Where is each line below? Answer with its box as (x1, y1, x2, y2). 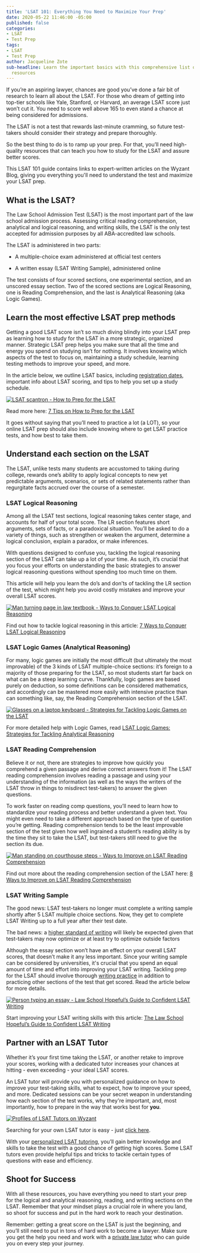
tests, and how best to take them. (6, 431, 88, 439)
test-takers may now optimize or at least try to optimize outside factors (6, 935, 180, 942)
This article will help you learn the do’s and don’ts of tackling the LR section (6, 579, 192, 587)
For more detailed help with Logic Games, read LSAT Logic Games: (6, 724, 171, 732)
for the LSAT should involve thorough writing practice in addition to (6, 972, 171, 979)
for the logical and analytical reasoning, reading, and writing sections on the (6, 1196, 193, 1203)
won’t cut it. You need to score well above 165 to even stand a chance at (6, 105, 183, 112)
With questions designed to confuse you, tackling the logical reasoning (6, 549, 180, 556)
